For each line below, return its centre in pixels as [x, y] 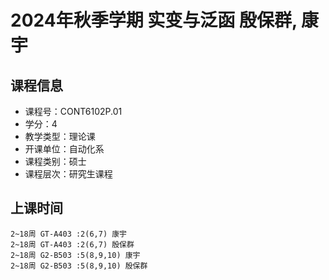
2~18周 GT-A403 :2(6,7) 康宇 [69, 234]
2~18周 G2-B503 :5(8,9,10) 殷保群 [79, 266]
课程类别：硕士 [55, 161]
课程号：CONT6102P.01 [73, 111]
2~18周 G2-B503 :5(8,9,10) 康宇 [75, 255]
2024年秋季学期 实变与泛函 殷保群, [154, 20]
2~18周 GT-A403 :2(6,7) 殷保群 [72, 244]
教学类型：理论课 [60, 136]
